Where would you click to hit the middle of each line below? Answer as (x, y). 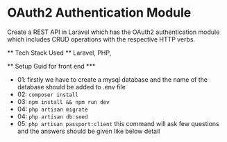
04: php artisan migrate (52, 109)
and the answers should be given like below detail (89, 131)
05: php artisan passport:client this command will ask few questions (118, 123)
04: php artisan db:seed (52, 116)
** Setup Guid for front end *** (51, 66)
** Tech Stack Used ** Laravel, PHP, (59, 53)
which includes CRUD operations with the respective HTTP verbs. (101, 39)
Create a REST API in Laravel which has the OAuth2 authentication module (113, 32)
